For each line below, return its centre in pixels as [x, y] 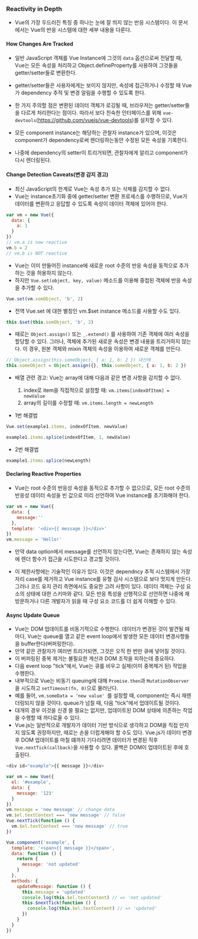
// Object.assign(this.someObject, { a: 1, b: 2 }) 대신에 [78, 360]
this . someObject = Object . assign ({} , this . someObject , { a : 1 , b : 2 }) [96, 366]
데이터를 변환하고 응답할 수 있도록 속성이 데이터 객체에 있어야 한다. [91, 204]
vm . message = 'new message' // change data [61, 810]
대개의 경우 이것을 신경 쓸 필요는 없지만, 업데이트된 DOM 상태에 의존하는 [98, 710]
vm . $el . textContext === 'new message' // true [70, 827]
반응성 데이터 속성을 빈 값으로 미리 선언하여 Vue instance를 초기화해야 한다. [102, 496]
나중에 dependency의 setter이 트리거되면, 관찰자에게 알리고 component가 [101, 152]
